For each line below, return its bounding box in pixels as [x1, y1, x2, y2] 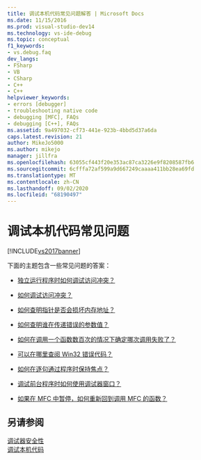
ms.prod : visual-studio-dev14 [7, 23, 95, 30]
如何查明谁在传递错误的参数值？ [17, 321, 109, 329]
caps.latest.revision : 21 [7, 133, 82, 140]
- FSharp [7, 62, 33, 69]
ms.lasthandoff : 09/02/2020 [7, 185, 89, 192]
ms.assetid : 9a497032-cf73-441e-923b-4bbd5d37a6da [7, 127, 157, 134]
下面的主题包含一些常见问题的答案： [7, 262, 111, 270]
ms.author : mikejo [7, 146, 61, 153]
